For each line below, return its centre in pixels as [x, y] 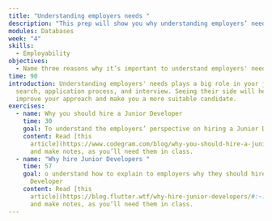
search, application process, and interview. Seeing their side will [135, 91]
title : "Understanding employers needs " [79, 16]
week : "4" [25, 38]
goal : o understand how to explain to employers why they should [136, 174]
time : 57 [38, 167]
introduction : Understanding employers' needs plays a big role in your [134, 83]
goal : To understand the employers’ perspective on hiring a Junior [141, 129]
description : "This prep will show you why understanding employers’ [128, 23]
